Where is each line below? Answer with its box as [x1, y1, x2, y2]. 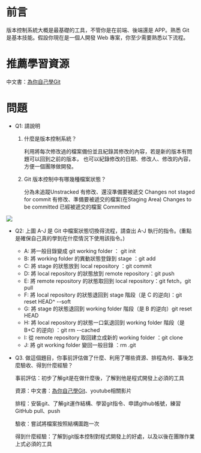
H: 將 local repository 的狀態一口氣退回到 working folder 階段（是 [23, 319, 185, 326]
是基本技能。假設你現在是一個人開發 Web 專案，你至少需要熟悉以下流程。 [6, 34, 189, 41]
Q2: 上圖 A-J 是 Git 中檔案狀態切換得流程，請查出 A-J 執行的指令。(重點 [14, 227, 192, 234]
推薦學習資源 [6, 58, 70, 71]
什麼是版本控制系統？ [23, 135, 77, 142]
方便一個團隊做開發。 [23, 162, 77, 170]
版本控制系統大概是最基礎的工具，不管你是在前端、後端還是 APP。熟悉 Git [6, 26, 190, 34]
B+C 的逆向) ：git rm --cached [23, 326, 100, 333]
